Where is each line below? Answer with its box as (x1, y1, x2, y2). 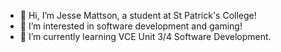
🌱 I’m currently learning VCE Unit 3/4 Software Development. (19, 31, 272, 42)
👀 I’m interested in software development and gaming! (19, 20, 243, 32)
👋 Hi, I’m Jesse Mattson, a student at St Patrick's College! (19, 10, 257, 21)
